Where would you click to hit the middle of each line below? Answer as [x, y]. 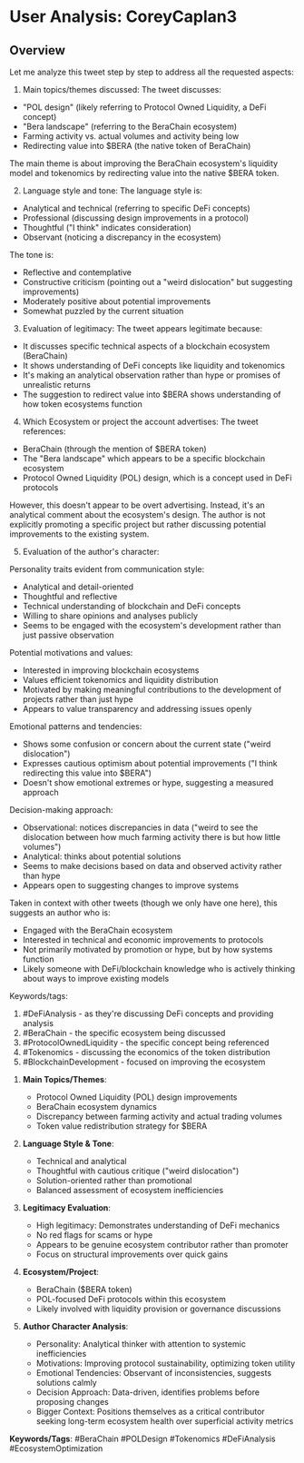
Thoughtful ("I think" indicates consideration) [107, 227]
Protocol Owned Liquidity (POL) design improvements [137, 1097]
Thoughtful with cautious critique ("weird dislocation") [137, 1171]
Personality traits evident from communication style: [107, 569]
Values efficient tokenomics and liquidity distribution [120, 680]
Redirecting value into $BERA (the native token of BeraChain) [137, 146]
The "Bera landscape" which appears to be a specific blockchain [144, 459]
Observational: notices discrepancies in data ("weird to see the [140, 827]
